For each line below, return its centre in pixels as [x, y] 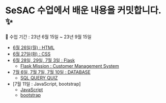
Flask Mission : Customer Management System [70, 66]
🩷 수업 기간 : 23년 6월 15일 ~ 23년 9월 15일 [48, 37]
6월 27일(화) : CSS [32, 54]
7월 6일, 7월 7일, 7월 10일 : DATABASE [51, 72]
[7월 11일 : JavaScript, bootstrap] [47, 84]
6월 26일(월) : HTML [34, 47]
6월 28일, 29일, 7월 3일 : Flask [44, 60]
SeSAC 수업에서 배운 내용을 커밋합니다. [83, 10]
